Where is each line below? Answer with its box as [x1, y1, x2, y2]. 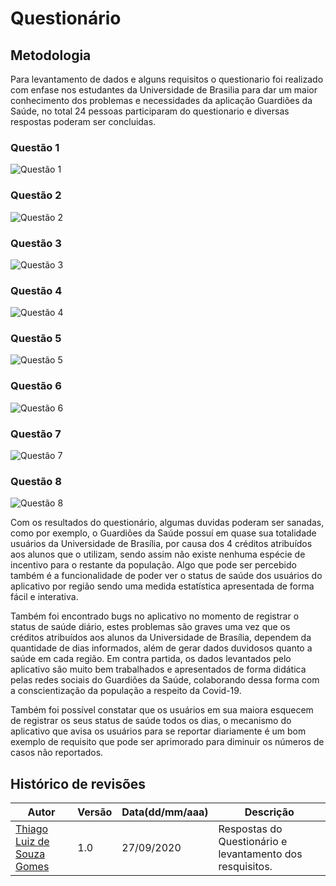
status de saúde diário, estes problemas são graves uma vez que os [10, 621, 291, 633]
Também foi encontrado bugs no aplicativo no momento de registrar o [10, 610, 300, 622]
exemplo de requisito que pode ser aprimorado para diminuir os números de [10, 736, 325, 748]
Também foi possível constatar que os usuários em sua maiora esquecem [10, 704, 314, 716]
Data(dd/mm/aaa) [121, 805, 209, 819]
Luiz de [15, 835, 50, 849]
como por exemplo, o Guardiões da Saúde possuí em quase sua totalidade [10, 527, 317, 539]
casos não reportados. [10, 747, 104, 759]
